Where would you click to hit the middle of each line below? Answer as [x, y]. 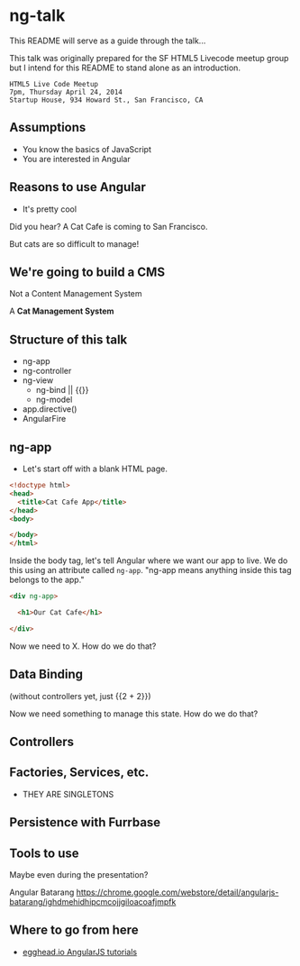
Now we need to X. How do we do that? [83, 646]
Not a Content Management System [76, 294]
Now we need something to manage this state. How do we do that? [134, 714]
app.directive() [50, 409]
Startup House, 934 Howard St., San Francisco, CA [106, 100]
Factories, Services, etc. [79, 773]
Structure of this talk [68, 339]
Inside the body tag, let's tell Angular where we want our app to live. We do [149, 560]
